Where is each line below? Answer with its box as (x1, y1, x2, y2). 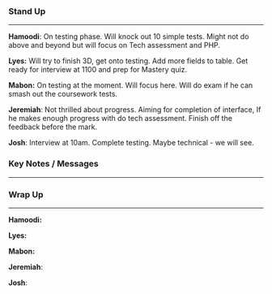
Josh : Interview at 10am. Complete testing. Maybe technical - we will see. (8, 138, 255, 148)
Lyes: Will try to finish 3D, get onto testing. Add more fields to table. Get (8, 56, 249, 66)
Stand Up (8, 6, 46, 17)
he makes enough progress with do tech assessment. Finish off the (8, 114, 233, 123)
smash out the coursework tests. (8, 89, 118, 99)
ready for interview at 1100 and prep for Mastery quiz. (8, 65, 188, 75)
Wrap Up (8, 188, 44, 200)
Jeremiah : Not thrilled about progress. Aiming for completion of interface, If (8, 105, 261, 115)
